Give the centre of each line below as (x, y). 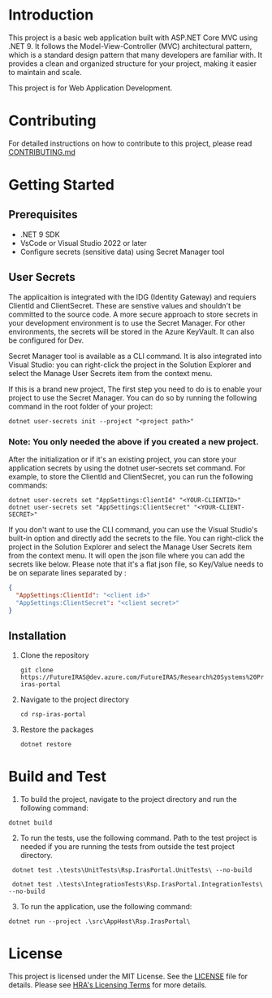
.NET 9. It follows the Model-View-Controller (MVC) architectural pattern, (130, 46)
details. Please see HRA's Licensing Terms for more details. (108, 985)
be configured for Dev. (46, 340)
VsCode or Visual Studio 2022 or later (84, 243)
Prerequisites (43, 214)
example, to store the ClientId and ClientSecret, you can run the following (131, 476)
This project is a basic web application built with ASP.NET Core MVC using (133, 37)
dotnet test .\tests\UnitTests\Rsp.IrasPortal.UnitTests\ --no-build (132, 870)
